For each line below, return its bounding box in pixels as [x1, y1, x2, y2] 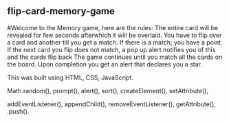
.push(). [7, 107, 30, 115]
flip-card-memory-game [7, 5, 116, 17]
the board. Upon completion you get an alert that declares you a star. [7, 60, 203, 68]
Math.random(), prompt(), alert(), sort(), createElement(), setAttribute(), [7, 86, 208, 95]
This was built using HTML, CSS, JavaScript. [7, 73, 134, 82]
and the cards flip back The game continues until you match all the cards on [7, 53, 223, 61]
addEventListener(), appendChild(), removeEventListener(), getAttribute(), [7, 99, 217, 108]
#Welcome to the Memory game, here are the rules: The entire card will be [7, 23, 219, 32]
